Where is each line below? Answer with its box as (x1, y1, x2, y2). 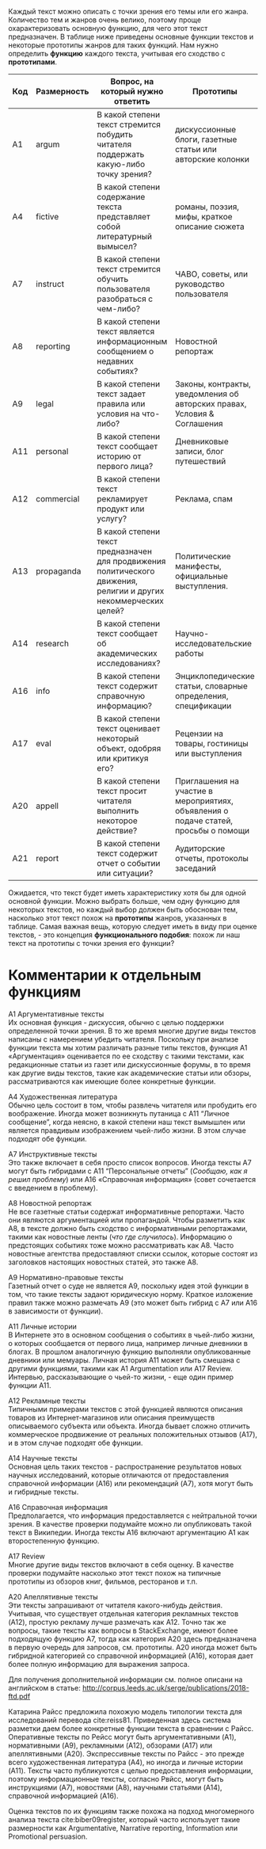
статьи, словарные (175, 681, 248, 692)
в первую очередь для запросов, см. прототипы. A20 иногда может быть (8, 1642, 257, 1652)
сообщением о (97, 346, 154, 356)
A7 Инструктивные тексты (8, 1149, 97, 1159)
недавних (97, 356, 135, 367)
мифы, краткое (175, 212, 233, 222)
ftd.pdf (8, 1691, 31, 1701)
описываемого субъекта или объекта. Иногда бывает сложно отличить (8, 1421, 251, 1431)
